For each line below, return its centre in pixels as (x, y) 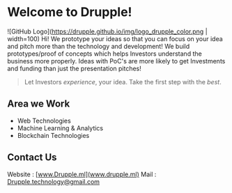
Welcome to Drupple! (70, 12)
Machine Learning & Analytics (60, 128)
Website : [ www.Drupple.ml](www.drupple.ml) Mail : (82, 174)
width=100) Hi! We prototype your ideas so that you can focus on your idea (115, 38)
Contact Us (32, 157)
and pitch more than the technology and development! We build (99, 46)
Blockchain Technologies (53, 135)
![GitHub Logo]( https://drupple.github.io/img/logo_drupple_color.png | (107, 31)
